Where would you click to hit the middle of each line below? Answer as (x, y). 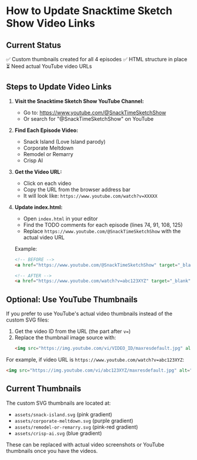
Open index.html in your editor (61, 219)
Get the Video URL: (38, 171)
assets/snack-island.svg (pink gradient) (63, 414)
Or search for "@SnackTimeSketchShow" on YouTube (89, 118)
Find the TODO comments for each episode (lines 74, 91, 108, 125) (103, 224)
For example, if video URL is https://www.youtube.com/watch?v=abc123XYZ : (95, 360)
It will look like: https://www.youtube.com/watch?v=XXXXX (90, 196)
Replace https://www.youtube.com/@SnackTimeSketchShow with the (102, 231)
